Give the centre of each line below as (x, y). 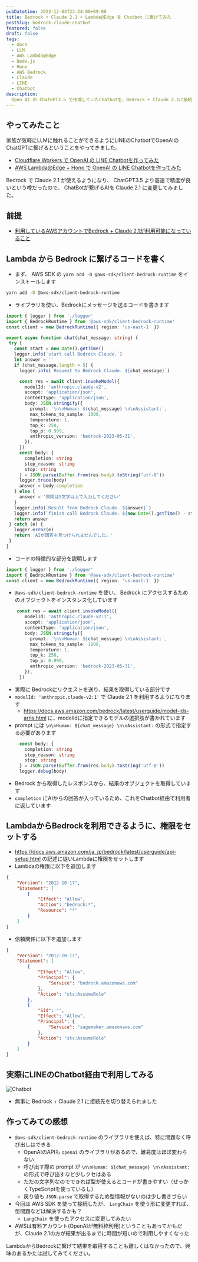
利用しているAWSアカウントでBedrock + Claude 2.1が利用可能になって (100, 231)
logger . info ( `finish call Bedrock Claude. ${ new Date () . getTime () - (100, 513)
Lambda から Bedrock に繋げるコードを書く (86, 259)
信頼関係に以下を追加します (48, 939)
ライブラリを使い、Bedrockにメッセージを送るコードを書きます (92, 305)
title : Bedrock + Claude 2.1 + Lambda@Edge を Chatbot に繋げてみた (89, 17)
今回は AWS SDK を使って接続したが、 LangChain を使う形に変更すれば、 (103, 1203)
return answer (31, 519)
